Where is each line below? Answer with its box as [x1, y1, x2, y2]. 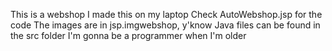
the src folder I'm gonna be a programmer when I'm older [10, 30, 247, 41]
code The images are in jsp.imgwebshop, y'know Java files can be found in [10, 19, 321, 31]
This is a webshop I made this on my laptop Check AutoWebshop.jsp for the [10, 9, 323, 20]
